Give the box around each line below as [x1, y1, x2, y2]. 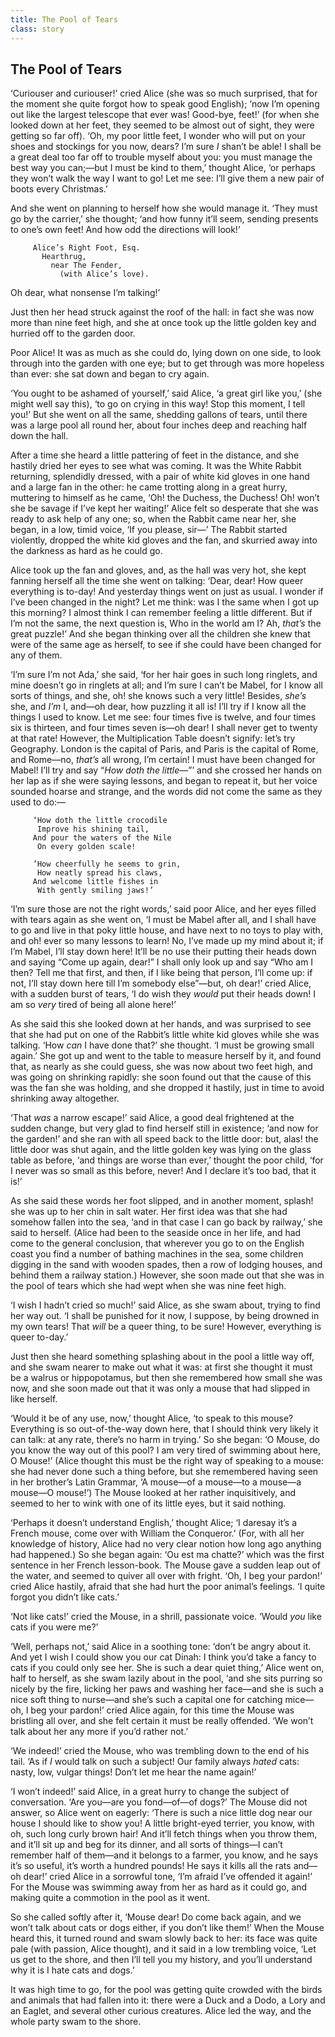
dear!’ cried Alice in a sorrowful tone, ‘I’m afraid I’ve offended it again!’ [23, 1871, 313, 1883]
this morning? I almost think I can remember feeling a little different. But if [10, 607, 313, 619]
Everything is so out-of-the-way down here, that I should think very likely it [10, 1423, 319, 1435]
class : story [10, 24, 65, 34]
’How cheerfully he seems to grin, [32, 859, 182, 870]
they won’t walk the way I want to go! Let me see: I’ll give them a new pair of [10, 172, 325, 185]
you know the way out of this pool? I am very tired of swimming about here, [10, 1444, 321, 1456]
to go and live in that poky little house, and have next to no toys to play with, [10, 924, 323, 936]
